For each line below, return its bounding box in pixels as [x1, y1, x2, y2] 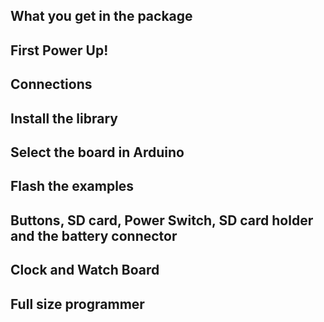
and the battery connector [10, 227, 178, 244]
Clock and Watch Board [10, 262, 160, 279]
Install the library [10, 110, 118, 127]
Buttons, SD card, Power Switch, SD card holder [10, 212, 314, 229]
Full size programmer [10, 295, 145, 313]
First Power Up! [10, 42, 109, 59]
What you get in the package [10, 8, 193, 25]
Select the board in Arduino [10, 144, 185, 161]
